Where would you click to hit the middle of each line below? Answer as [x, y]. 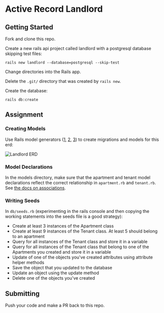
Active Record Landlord [54, 9]
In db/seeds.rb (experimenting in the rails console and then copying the [77, 211]
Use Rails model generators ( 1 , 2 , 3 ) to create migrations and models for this [82, 139]
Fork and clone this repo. [30, 39]
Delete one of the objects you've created [54, 278]
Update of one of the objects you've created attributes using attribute [82, 257]
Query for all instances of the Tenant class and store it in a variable [80, 242]
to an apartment [28, 236]
